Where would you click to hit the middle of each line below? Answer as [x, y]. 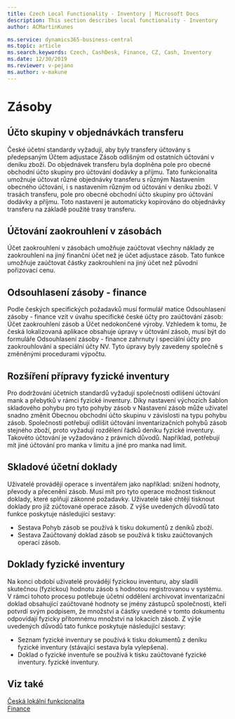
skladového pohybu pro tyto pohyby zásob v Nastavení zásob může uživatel [117, 408]
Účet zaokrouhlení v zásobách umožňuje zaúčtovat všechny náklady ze [111, 248]
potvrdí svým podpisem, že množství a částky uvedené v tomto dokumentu [116, 611]
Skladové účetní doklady [62, 467]
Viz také [26, 684]
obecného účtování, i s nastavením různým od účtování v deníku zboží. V [113, 187]
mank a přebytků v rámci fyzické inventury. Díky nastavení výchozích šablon [117, 401]
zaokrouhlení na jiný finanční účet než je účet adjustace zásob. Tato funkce [116, 255]
